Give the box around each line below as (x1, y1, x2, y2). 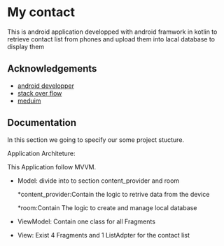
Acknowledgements (7, 63, 97, 75)
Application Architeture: (7, 149, 76, 157)
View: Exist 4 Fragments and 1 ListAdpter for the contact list (17, 231, 190, 239)
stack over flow (17, 89, 62, 97)
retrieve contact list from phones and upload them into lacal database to (7, 34, 216, 43)
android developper (17, 82, 75, 90)
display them (7, 42, 45, 51)
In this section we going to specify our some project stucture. (7, 135, 184, 144)
